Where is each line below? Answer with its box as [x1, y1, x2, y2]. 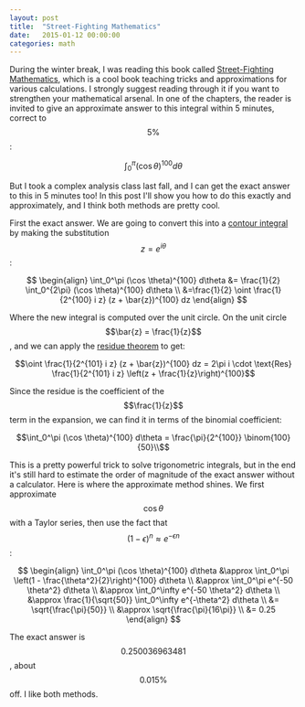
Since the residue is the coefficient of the [9, 386, 164, 397]
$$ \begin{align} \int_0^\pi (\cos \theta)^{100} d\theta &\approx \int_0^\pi [17, 565, 289, 576]
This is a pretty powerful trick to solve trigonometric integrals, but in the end [9, 459, 297, 471]
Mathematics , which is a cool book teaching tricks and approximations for [9, 74, 288, 85]
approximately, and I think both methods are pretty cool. [9, 199, 221, 210]
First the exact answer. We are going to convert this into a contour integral [9, 217, 289, 229]
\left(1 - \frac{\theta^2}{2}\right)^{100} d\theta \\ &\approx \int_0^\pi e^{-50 [13, 575, 294, 586]
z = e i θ [140, 241, 167, 254]
